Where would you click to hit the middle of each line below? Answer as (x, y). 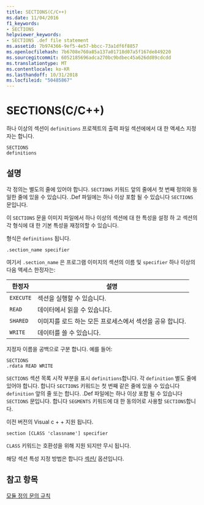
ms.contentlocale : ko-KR (38, 69)
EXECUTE (21, 298)
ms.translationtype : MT (37, 63)
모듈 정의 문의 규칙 (28, 496)
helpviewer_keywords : (34, 35)
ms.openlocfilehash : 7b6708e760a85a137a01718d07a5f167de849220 (89, 52)
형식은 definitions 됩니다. (39, 238)
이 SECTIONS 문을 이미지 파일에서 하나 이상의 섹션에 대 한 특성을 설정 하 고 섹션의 (102, 218)
